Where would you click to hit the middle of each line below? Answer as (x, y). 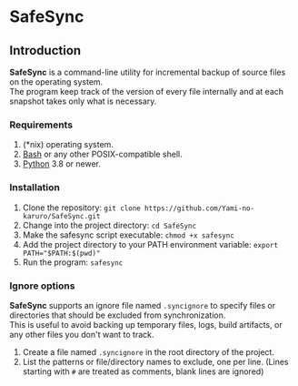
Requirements (41, 125)
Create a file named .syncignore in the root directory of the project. (149, 351)
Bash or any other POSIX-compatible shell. (103, 154)
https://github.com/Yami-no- (199, 208)
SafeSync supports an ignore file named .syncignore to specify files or (142, 305)
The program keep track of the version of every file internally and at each (147, 91)
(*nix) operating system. (68, 145)
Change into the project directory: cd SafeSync (109, 225)
